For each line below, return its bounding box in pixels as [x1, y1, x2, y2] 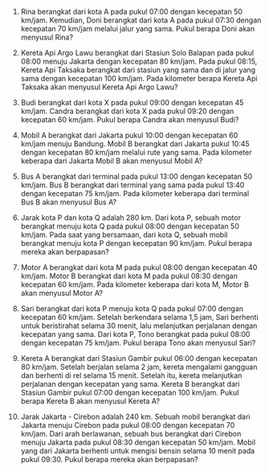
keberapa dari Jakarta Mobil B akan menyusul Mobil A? [20, 156, 203, 166]
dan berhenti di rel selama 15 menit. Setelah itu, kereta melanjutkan [20, 371, 243, 380]
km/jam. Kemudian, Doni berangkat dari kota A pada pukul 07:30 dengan [20, 15, 262, 25]
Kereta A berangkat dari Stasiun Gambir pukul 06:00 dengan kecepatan [20, 354, 258, 363]
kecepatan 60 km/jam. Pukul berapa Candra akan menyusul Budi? [20, 115, 239, 124]
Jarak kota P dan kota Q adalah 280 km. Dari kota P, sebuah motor [20, 213, 242, 222]
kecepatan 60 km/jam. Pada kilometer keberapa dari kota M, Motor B [20, 280, 250, 289]
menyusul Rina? [20, 32, 74, 42]
